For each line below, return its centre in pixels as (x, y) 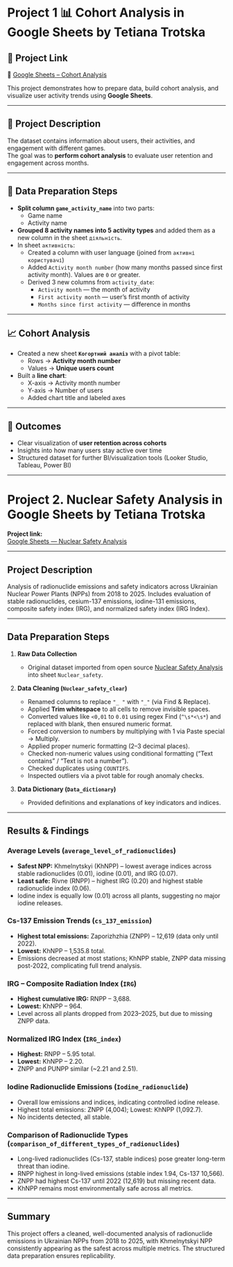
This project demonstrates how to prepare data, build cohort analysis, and (113, 88)
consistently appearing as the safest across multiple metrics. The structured (116, 1248)
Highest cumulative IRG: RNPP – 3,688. (74, 999)
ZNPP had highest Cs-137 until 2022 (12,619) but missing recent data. (116, 1181)
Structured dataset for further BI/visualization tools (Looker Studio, (112, 458)
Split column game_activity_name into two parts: (86, 208)
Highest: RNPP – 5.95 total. (56, 1054)
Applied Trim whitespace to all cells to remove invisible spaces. (119, 709)
